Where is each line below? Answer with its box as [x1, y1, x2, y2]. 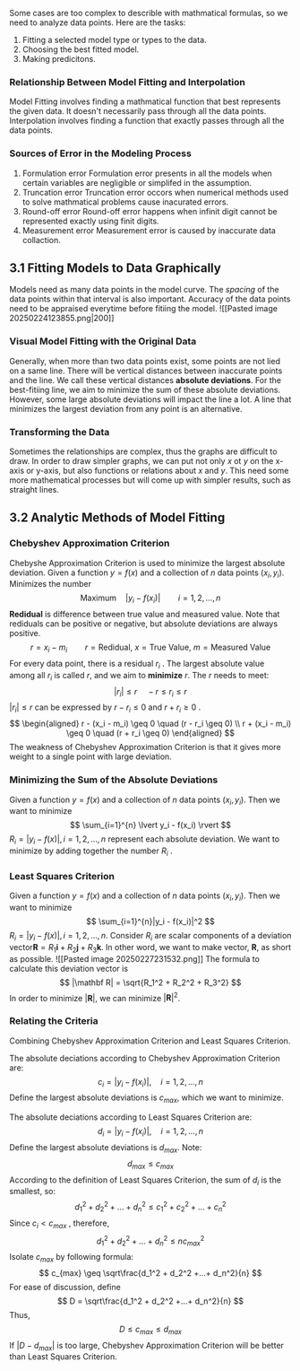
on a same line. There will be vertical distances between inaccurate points [9, 365, 283, 376]
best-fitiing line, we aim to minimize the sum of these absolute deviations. [9, 384, 280, 395]
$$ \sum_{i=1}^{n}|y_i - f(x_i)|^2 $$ [86, 916, 215, 927]
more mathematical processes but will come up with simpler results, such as [9, 475, 291, 485]
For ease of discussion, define [9, 1281, 121, 1292]
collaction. [21, 234, 61, 245]
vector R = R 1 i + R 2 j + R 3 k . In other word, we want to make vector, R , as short [9, 941, 292, 955]
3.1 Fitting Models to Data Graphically [9, 260, 221, 275]
